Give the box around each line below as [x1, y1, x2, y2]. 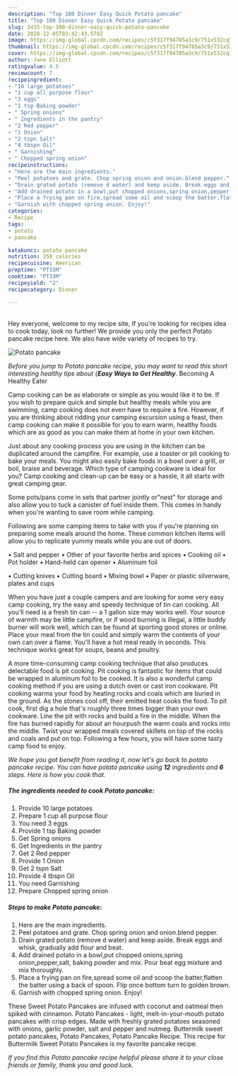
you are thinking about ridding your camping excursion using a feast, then [8, 413, 223, 421]
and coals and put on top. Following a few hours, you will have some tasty [8, 734, 223, 742]
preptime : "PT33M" [8, 267, 62, 274]
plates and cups [8, 579, 55, 587]
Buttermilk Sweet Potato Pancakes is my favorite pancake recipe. [8, 1040, 198, 1048]
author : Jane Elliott [8, 57, 72, 64]
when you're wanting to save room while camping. [8, 508, 155, 516]
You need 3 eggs [18, 819, 69, 828]
